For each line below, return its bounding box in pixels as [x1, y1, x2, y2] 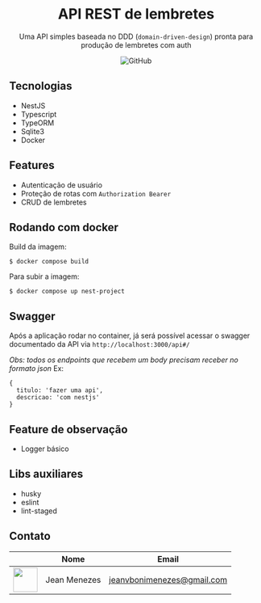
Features [9, 158, 55, 172]
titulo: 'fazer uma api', [16, 386, 104, 394]
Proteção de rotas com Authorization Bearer [20, 188, 172, 198]
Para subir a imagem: [9, 272, 80, 281]
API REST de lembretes [57, 5, 215, 23]
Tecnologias [9, 79, 72, 93]
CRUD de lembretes [20, 197, 87, 207]
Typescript [20, 109, 57, 119]
